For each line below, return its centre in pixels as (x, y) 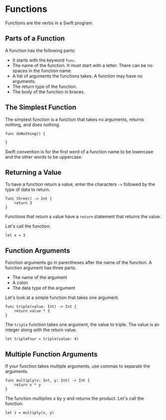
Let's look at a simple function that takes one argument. (62, 298)
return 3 (23, 203)
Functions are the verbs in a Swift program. (49, 23)
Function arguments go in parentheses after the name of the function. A (79, 263)
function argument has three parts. (41, 268)
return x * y (28, 385)
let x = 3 (15, 235)
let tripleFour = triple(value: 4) (42, 339)
